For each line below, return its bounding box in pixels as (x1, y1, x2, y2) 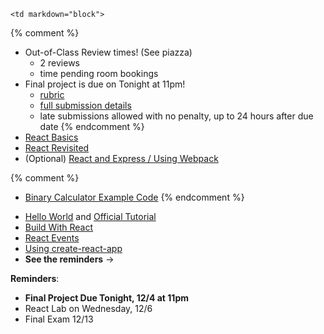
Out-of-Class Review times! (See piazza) (24, 46, 193, 58)
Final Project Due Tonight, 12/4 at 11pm (24, 292, 189, 304)
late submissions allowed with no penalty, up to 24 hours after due (39, 110, 314, 122)
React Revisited (24, 142, 90, 154)
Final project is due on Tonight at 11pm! (24, 78, 186, 90)
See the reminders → (24, 253, 115, 265)
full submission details (39, 100, 132, 111)
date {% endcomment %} (39, 121, 145, 132)
